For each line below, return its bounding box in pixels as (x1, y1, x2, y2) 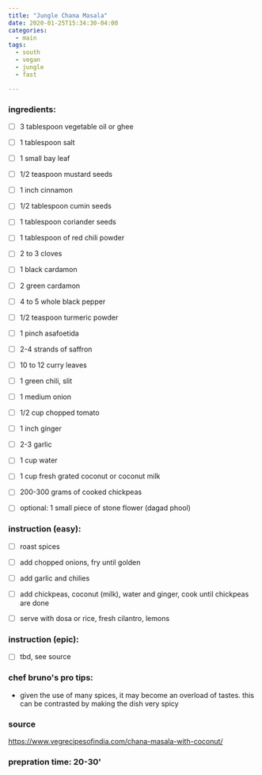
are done (19, 598, 50, 608)
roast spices (19, 541, 61, 551)
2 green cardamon (19, 281, 81, 290)
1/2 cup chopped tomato (19, 408, 101, 417)
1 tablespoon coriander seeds (19, 217, 116, 227)
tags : (8, 41, 26, 49)
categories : (8, 26, 47, 34)
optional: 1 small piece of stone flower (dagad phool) (19, 503, 192, 512)
